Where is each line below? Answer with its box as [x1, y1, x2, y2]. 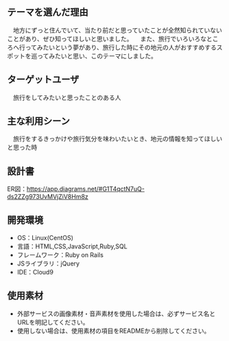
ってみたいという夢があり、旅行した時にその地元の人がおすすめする [25, 43, 217, 51]
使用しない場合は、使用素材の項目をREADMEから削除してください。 [16, 327, 210, 335]
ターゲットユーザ [7, 74, 80, 86]
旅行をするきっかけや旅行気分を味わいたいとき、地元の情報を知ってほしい [12, 134, 223, 143]
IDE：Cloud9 [16, 268, 53, 277]
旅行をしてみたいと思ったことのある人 [12, 93, 121, 102]
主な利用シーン [7, 115, 70, 127]
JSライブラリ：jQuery [16, 259, 80, 268]
